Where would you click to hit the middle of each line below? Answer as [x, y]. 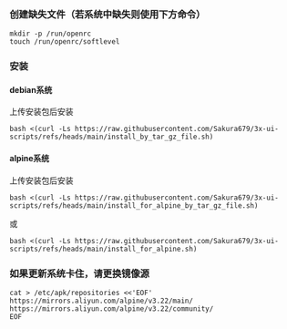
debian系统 [31, 89]
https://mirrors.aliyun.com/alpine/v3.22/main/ [102, 301]
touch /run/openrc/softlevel [65, 42]
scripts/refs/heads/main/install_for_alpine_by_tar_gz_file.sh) [134, 206]
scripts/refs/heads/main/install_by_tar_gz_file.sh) [112, 137]
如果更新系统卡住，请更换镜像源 [80, 273]
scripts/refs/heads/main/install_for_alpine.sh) [103, 249]
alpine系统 [30, 159]
